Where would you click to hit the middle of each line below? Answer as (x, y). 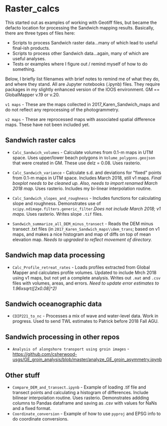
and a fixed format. (32, 408)
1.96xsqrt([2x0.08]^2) (35, 288)
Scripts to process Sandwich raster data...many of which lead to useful (85, 42)
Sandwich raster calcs (41, 140)
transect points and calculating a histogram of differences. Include (80, 392)
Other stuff (23, 375)
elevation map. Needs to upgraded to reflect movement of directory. (82, 239)
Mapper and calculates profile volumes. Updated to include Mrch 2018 (84, 273)
